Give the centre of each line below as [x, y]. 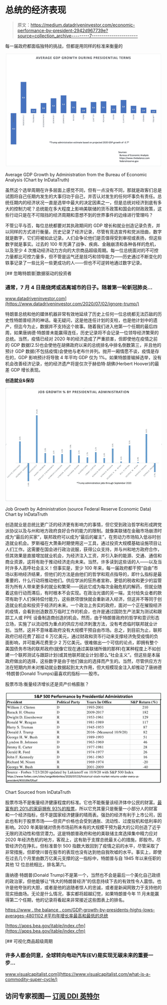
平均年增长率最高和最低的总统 [78, 916]
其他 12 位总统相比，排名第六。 [37, 864]
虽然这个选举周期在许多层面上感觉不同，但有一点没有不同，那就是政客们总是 [83, 190]
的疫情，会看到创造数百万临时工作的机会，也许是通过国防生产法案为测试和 [81, 612]
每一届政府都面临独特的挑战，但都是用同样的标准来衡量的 [64, 46]
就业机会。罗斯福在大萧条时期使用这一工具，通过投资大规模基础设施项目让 [85, 543]
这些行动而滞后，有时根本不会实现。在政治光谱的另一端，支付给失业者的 [83, 593]
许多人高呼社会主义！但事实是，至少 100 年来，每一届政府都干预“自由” [82, 568]
